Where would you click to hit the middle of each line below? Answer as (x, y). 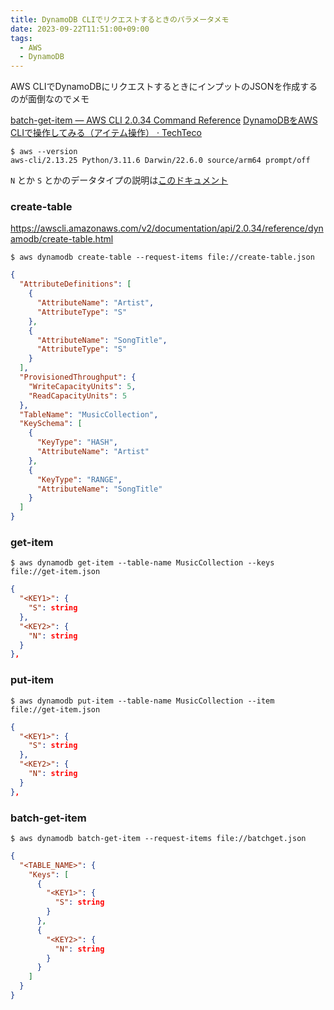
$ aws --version (44, 152)
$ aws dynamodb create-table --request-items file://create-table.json (162, 257)
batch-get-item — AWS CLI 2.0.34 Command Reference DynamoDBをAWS (164, 120)
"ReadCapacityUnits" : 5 (78, 396)
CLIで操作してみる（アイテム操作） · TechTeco (106, 133)
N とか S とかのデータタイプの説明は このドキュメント (119, 180)
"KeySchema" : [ (51, 424)
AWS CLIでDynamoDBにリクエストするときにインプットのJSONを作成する (164, 87)
